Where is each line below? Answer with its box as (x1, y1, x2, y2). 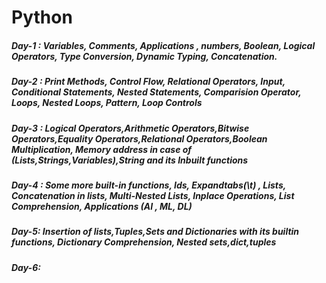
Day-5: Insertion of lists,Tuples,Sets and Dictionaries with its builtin (11, 226, 300, 238)
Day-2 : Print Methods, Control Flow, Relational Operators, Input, (11, 76, 286, 88)
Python (11, 6, 73, 29)
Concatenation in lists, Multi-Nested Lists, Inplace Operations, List (11, 189, 295, 201)
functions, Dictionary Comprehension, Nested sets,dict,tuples (11, 236, 277, 248)
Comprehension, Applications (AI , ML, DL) (11, 200, 193, 212)
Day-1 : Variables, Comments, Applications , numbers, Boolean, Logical (11, 39, 316, 51)
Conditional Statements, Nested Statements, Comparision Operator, (11, 86, 302, 98)
